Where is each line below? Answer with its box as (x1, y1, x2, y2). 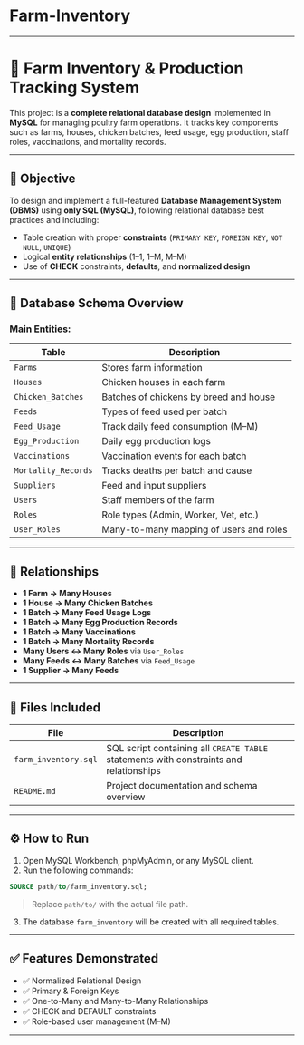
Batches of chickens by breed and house (101, 391, 276, 403)
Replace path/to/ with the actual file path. (31, 898, 188, 909)
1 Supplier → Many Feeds (22, 665, 119, 676)
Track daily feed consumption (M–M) (101, 421, 259, 433)
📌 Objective (9, 171, 76, 187)
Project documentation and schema (106, 779, 258, 791)
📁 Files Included (9, 700, 101, 715)
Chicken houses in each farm (101, 376, 226, 389)
